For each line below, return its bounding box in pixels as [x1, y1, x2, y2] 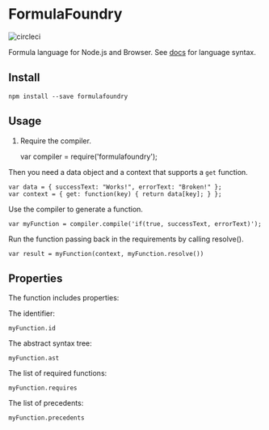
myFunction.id [8, 325, 57, 333]
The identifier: [8, 309, 55, 318]
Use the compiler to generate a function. [8, 204, 144, 214]
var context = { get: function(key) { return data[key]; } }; [8, 189, 222, 198]
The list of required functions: [8, 368, 107, 378]
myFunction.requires [8, 384, 78, 393]
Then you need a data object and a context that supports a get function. [8, 167, 248, 177]
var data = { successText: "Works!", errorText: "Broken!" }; [8, 183, 222, 191]
